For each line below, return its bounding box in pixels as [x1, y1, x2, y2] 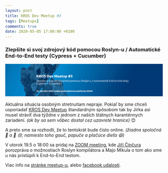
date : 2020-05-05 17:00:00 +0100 [5, 29, 75, 34]
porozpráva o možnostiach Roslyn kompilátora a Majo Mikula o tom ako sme [5, 147, 162, 153]
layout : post [5, 8, 32, 13]
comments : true [5, 24, 37, 29]
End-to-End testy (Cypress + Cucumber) [5, 52, 106, 59]
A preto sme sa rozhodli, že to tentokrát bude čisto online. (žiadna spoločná [5, 127, 161, 133]
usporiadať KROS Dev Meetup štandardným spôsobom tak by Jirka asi [5, 106, 151, 112]
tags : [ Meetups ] [5, 18, 39, 23]
